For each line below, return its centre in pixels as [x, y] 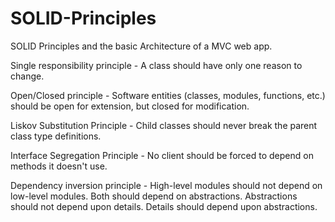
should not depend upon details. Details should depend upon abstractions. [164, 206]
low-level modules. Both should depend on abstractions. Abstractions [154, 196]
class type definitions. [56, 136]
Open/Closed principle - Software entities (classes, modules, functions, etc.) [168, 95]
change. [27, 76]
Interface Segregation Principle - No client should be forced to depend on [162, 155]
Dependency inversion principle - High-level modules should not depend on [166, 185]
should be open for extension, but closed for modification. [130, 106]
